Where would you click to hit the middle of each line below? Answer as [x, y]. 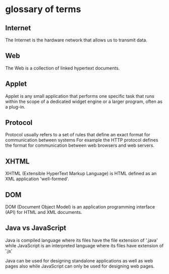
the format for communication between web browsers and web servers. [80, 145]
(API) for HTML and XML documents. [44, 212]
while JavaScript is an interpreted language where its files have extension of [84, 245]
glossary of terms [43, 9]
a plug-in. [15, 106]
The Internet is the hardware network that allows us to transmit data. [76, 40]
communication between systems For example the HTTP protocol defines [82, 140]
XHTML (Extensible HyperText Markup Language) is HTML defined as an [81, 174]
